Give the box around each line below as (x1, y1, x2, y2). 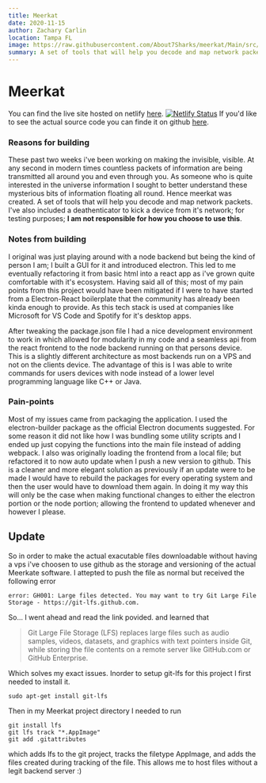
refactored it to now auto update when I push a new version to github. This (8, 456, 252, 466)
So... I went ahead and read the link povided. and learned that (8, 612, 210, 622)
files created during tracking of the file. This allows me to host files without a (8, 758, 258, 767)
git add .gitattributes (8, 735, 87, 743)
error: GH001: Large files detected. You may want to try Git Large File (8, 591, 257, 599)
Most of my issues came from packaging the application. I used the (8, 414, 228, 424)
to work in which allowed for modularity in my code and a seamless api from (8, 334, 257, 344)
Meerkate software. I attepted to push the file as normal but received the (8, 567, 245, 577)
